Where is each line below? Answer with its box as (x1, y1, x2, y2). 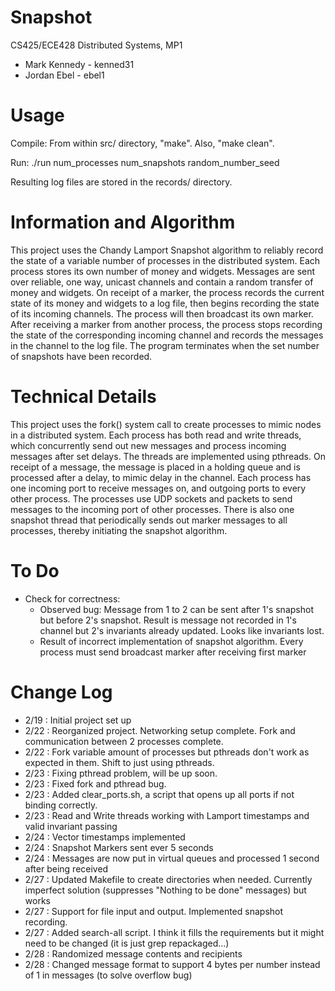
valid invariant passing (24, 820, 118, 832)
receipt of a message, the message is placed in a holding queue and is (10, 461, 301, 473)
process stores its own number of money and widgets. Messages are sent (10, 265, 316, 277)
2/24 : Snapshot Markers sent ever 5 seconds (24, 841, 214, 853)
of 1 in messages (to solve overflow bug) (24, 969, 193, 981)
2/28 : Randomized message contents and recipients (24, 947, 243, 960)
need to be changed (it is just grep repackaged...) (24, 937, 230, 949)
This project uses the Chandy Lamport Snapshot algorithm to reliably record (10, 244, 324, 256)
